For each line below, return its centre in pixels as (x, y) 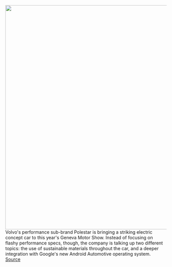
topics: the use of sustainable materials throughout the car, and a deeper (82, 248)
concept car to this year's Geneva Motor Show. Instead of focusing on (79, 238)
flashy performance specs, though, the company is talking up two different (84, 243)
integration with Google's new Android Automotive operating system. (78, 254)
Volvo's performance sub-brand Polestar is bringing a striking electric (79, 232)
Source (13, 259)
